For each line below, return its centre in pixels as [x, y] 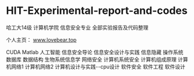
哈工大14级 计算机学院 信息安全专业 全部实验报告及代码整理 [77, 27]
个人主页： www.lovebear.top [41, 39]
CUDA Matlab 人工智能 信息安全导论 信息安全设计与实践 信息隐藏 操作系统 [95, 52]
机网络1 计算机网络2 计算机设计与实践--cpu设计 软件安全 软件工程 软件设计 [96, 66]
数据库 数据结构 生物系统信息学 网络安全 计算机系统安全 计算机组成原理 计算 [97, 59]
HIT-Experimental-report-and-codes [97, 11]
